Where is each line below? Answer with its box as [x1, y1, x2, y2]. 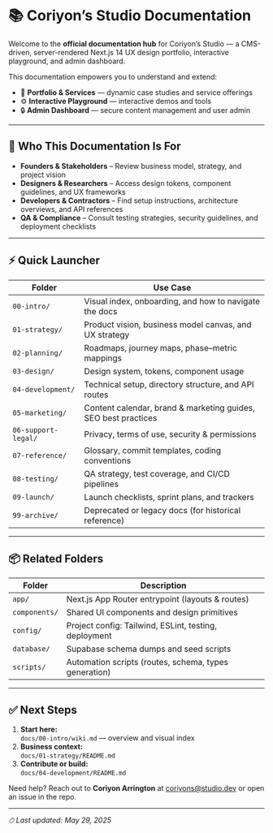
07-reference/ [12, 451, 67, 460]
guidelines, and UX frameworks [19, 187, 126, 196]
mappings [84, 352, 123, 364]
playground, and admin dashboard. [8, 56, 126, 66]
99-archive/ [12, 511, 59, 520]
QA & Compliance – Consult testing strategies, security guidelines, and [19, 213, 258, 222]
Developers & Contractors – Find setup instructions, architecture [19, 196, 239, 205]
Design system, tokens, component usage [84, 365, 245, 377]
